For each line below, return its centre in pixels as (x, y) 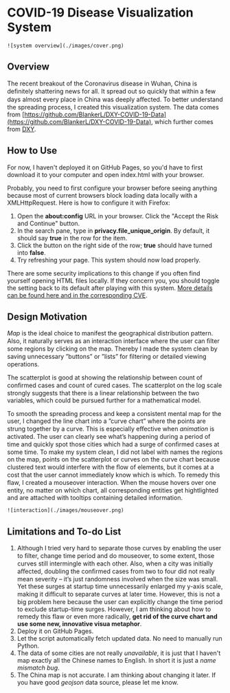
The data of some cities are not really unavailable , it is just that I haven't (119, 653)
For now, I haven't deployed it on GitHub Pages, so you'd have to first (105, 167)
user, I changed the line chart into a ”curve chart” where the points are (106, 421)
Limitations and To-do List (64, 531)
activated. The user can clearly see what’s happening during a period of (109, 437)
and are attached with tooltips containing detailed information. (95, 498)
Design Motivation (47, 317)
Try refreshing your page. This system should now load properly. (109, 260)
